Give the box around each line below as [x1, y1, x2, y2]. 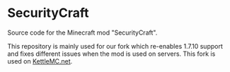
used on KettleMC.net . [7, 56, 73, 65]
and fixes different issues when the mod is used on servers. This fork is [7, 49, 216, 58]
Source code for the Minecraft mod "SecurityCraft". [7, 28, 158, 37]
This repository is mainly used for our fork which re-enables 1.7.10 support [7, 42, 223, 50]
